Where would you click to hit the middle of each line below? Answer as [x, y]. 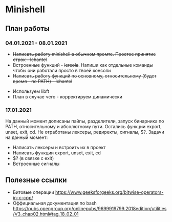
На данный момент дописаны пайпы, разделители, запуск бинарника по [85, 121]
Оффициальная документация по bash [55, 203]
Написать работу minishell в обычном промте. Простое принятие [84, 54]
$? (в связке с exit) [33, 158]
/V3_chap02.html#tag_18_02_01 [46, 214]
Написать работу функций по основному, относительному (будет [84, 76]
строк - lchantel [30, 59]
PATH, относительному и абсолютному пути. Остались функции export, [84, 127]
